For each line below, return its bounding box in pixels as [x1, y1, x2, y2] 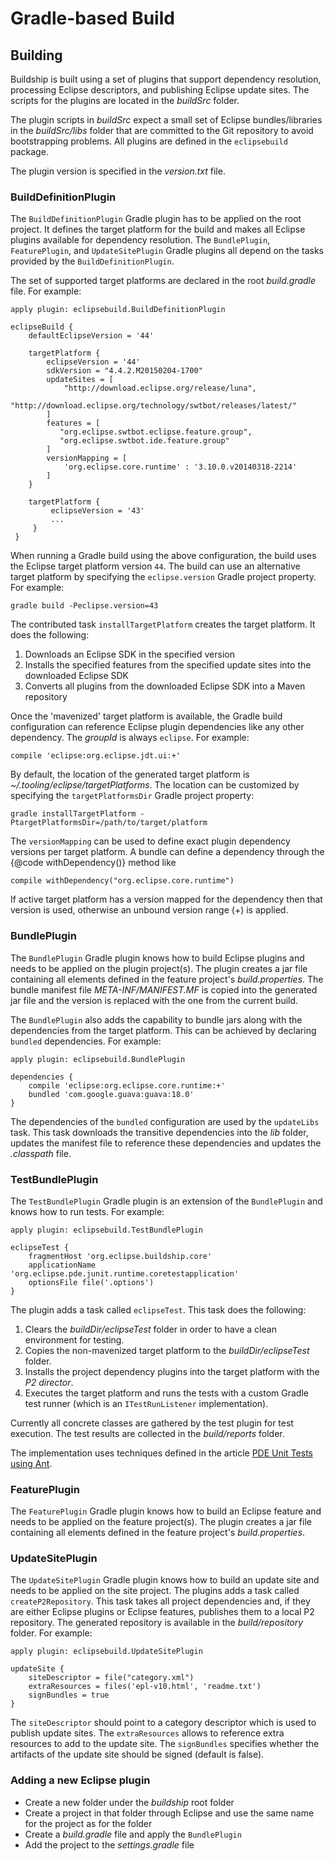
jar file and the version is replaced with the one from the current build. [10, 994, 299, 1006]
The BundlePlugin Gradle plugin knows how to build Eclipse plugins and [10, 952, 305, 964]
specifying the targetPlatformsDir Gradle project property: [10, 790, 255, 802]
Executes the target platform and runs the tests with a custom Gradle [24, 1387, 309, 1399]
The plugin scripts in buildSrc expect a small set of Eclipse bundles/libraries [10, 114, 323, 126]
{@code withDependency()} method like [10, 857, 177, 869]
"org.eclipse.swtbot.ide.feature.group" [59, 436, 230, 446]
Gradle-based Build [10, 7, 175, 30]
